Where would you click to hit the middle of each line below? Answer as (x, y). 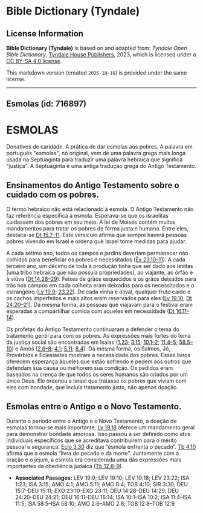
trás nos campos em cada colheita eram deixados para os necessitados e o (100, 286)
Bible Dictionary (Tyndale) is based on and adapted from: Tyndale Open (97, 48)
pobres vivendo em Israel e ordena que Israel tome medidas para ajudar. (96, 241)
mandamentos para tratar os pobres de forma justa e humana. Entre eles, (97, 229)
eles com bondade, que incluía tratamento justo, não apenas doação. (92, 387)
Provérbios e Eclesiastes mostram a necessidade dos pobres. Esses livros (98, 355)
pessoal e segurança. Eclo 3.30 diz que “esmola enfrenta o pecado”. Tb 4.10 (101, 446)
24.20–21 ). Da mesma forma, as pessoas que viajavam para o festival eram (100, 305)
